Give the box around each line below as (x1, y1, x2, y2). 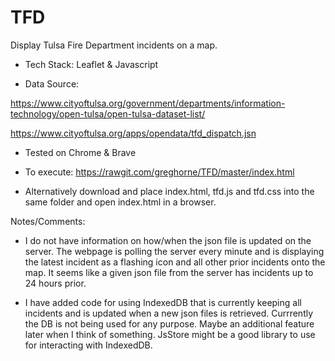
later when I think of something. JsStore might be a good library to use (24, 328, 316, 340)
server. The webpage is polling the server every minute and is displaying (24, 245, 325, 257)
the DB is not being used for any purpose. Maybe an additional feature (24, 317, 315, 330)
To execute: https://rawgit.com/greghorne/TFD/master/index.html (24, 166, 295, 178)
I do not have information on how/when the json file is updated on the (24, 234, 312, 246)
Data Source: (24, 77, 80, 90)
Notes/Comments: (10, 215, 86, 227)
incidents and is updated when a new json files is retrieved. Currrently (24, 307, 314, 319)
